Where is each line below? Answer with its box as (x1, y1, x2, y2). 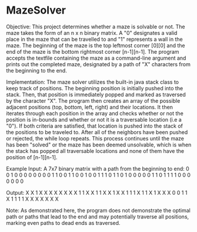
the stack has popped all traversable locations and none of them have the (6, 147, 184, 154)
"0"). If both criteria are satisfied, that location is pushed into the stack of (6, 122, 183, 129)
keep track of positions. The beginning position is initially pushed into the (6, 84, 183, 92)
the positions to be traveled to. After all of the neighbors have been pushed (6, 128, 188, 136)
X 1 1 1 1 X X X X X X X (6, 195, 59, 202)
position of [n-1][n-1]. (6, 153, 58, 161)
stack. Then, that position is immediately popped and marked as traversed (6, 91, 186, 98)
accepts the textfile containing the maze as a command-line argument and (6, 54, 186, 61)
